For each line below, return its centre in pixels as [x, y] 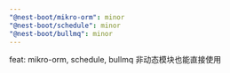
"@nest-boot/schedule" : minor [65, 26]
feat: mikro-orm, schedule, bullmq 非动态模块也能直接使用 [115, 60]
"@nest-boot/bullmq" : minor [61, 33]
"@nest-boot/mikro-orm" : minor [67, 17]
